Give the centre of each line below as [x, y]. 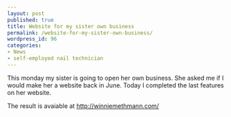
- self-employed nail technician [55, 58]
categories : [24, 45]
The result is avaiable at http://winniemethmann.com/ [83, 106]
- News [17, 52]
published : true [30, 20]
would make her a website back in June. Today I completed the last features [116, 85]
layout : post [26, 13]
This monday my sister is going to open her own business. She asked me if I [115, 78]
